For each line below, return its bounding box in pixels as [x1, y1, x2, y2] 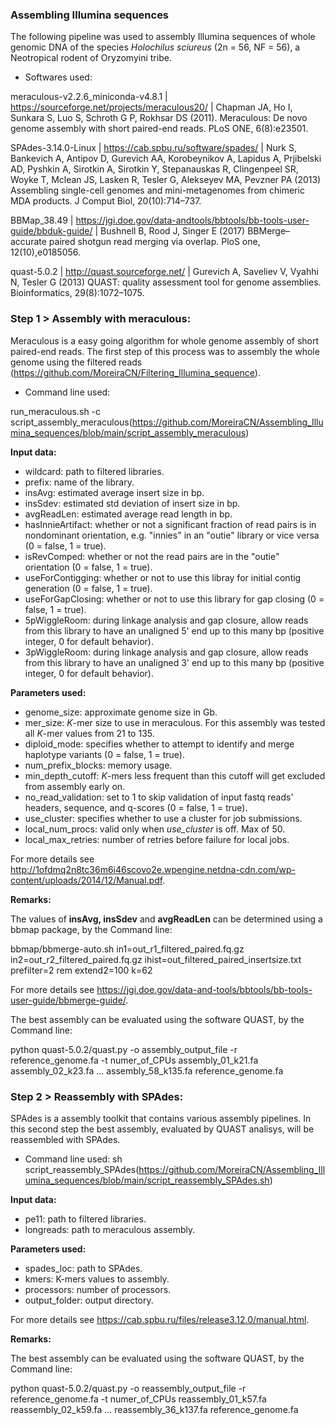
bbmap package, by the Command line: [10, 923, 173, 935]
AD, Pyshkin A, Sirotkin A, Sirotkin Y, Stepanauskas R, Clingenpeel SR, [10, 163, 299, 175]
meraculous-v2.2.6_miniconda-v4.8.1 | [10, 91, 168, 103]
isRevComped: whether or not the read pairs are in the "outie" [24, 550, 280, 562]
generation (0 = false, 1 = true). [24, 582, 153, 594]
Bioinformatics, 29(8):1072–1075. [10, 287, 145, 299]
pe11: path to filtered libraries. [24, 1213, 147, 1225]
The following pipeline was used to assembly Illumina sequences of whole [10, 31, 316, 43]
